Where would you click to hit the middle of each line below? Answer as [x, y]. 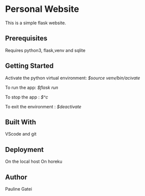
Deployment [24, 149]
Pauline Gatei [19, 189]
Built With [21, 122]
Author [16, 177]
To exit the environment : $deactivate [43, 106]
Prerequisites [26, 38]
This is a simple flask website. [36, 23]
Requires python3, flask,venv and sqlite [45, 50]
